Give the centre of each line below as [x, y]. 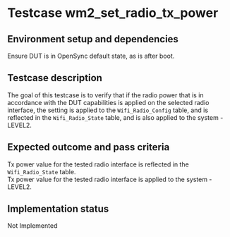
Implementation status [58, 209]
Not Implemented [32, 226]
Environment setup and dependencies [93, 39]
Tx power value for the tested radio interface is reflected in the [98, 164]
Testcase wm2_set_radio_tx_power [113, 13]
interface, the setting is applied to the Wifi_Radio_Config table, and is [108, 110]
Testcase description [55, 78]
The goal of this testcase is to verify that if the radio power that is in [105, 95]
